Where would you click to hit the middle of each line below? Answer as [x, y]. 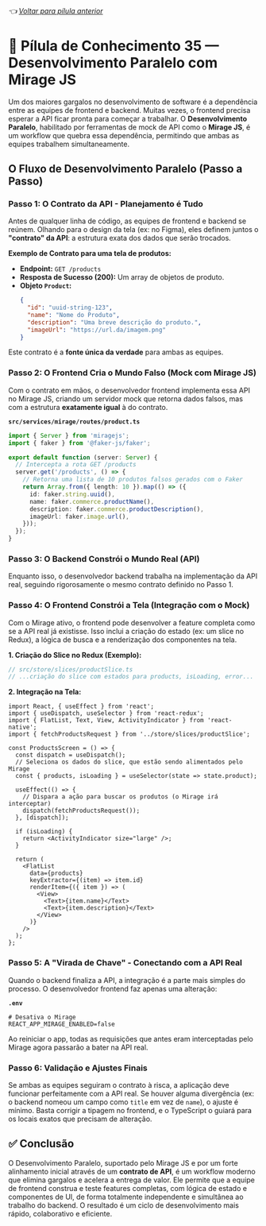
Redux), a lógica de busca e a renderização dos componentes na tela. [123, 640]
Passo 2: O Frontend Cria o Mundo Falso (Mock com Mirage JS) [132, 373]
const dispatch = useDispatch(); [71, 755]
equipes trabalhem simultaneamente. [69, 144]
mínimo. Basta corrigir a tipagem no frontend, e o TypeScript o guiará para [130, 1110]
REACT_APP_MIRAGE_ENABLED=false [62, 1024]
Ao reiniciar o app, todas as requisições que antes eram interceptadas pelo [131, 1038]
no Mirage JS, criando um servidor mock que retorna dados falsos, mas [126, 398]
